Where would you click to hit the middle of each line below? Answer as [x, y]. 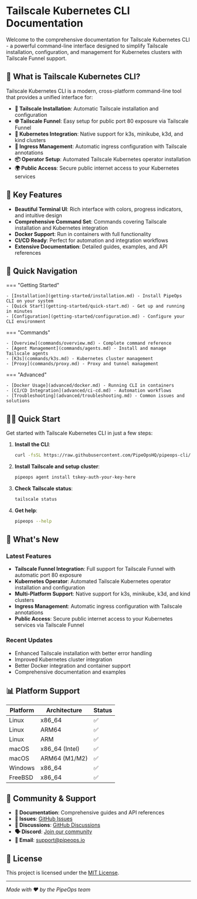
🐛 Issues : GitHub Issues [43, 819]
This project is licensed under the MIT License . [63, 873]
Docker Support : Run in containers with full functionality [83, 234]
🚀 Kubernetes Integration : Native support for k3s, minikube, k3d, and [99, 134]
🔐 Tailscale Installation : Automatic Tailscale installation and [86, 108]
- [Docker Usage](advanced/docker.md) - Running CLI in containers [90, 386]
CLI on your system [30, 301]
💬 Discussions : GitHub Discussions [57, 825]
